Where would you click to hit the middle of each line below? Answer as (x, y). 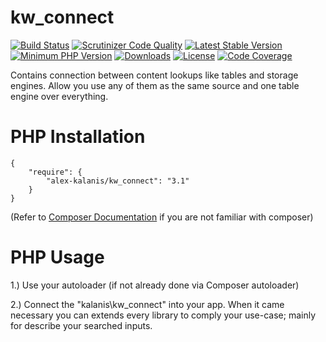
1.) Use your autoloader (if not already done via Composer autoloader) (155, 285)
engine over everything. (59, 96)
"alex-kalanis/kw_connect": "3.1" (118, 181)
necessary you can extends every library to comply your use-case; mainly (163, 315)
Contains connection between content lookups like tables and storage (154, 75)
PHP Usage (57, 257)
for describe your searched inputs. (81, 325)
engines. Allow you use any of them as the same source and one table (155, 85)
